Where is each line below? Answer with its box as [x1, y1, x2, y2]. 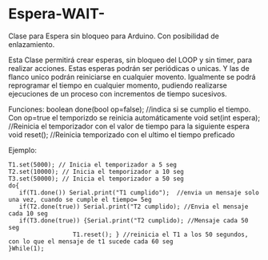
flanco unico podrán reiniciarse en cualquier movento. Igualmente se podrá [8, 72, 256, 81]
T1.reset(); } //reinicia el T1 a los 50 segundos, [72, 230, 249, 238]
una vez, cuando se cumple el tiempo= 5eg [8, 195, 152, 203]
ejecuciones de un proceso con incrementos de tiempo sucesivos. [8, 89, 227, 98]
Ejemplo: [8, 145, 38, 155]
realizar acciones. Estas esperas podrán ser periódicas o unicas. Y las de [8, 63, 250, 73]
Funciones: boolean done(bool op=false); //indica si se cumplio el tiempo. [8, 104, 251, 114]
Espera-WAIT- [8, 5, 106, 23]
